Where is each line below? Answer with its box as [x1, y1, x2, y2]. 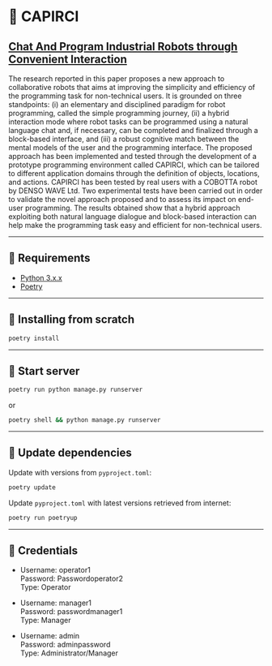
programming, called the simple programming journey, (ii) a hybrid [8, 109, 230, 118]
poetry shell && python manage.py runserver [8, 416, 161, 424]
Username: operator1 [19, 565, 91, 575]
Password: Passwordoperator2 [19, 574, 124, 583]
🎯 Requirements [8, 251, 91, 265]
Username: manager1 [19, 598, 91, 608]
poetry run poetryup [8, 513, 79, 522]
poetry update [8, 483, 57, 492]
